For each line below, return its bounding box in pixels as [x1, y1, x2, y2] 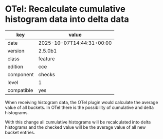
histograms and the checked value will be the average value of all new [5, 124, 146, 130]
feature [38, 55, 55, 62]
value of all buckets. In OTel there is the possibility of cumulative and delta [5, 104, 154, 110]
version [7, 47, 25, 54]
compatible [7, 87, 33, 93]
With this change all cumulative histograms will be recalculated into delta [5, 119, 151, 125]
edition [7, 63, 23, 70]
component [7, 71, 34, 78]
